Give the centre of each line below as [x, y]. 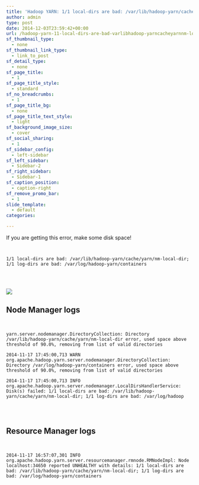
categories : [21, 216]
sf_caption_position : [33, 183]
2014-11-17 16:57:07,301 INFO [44, 455]
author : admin [24, 17]
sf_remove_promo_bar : [33, 193]
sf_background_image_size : [39, 127]
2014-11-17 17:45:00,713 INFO [44, 381]
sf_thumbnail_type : [30, 39]
